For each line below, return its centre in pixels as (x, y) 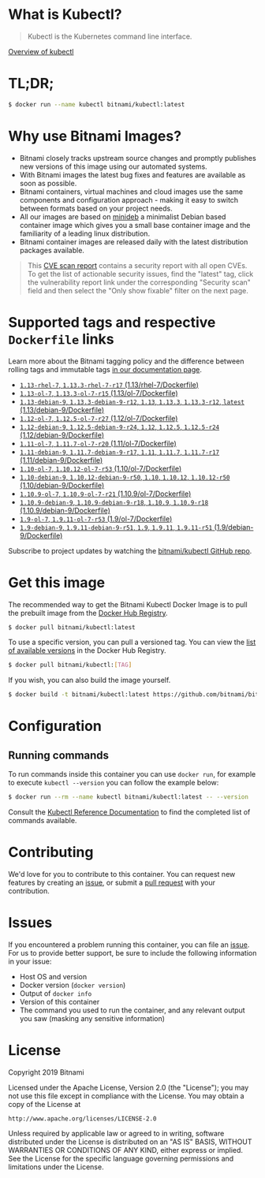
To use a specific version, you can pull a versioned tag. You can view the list (132, 642)
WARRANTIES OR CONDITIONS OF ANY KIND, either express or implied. (125, 1150)
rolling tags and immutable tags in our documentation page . (105, 369)
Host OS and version (53, 976)
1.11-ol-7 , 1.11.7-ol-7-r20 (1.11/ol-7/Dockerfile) (98, 443)
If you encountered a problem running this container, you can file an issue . (129, 945)
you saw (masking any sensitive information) (92, 1018)
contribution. (29, 891)
